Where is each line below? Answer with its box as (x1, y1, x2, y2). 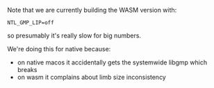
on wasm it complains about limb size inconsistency (17, 73, 167, 81)
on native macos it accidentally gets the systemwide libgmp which (17, 58, 207, 67)
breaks (17, 66, 38, 73)
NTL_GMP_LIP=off (7, 19, 54, 26)
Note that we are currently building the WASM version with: (7, 6, 177, 14)
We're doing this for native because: (7, 45, 111, 53)
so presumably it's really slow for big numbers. (7, 31, 141, 39)
